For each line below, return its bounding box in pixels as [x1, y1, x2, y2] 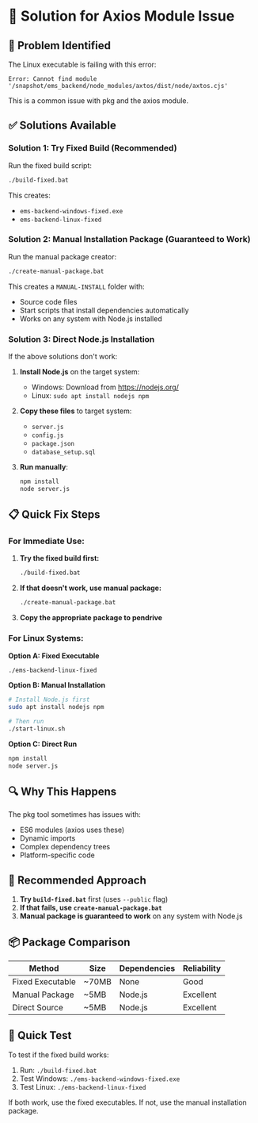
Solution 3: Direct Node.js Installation [8, 333, 155, 344]
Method [28, 963, 59, 974]
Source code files [19, 297, 78, 306]
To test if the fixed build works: [8, 1050, 109, 1060]
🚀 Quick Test [8, 1029, 72, 1042]
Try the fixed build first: [19, 554, 100, 563]
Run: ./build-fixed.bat [19, 1065, 97, 1075]
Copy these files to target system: [19, 406, 132, 416]
